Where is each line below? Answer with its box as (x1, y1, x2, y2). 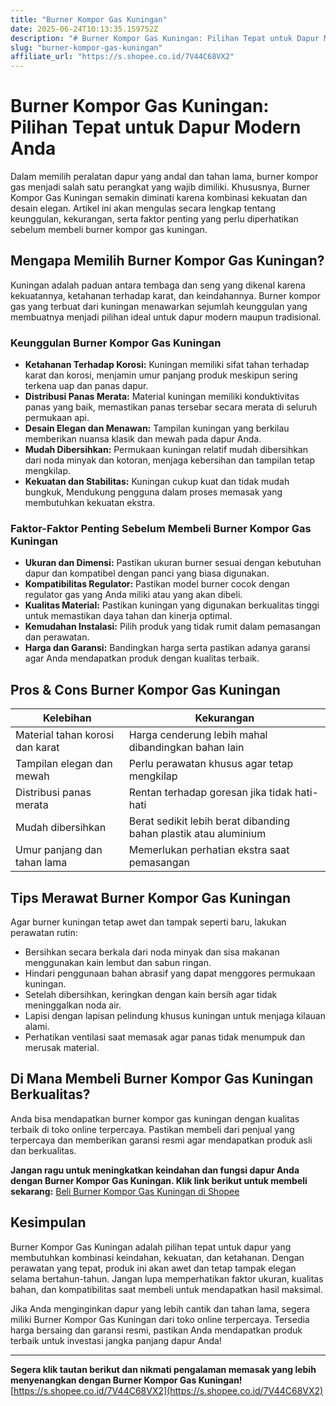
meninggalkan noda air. (24, 999, 122, 1011)
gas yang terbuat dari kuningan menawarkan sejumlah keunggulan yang (10, 300, 308, 312)
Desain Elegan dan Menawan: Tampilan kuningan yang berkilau (24, 422, 290, 435)
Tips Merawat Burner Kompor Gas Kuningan (10, 889, 292, 906)
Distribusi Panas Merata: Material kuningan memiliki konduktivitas (24, 391, 300, 403)
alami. (24, 1021, 50, 1033)
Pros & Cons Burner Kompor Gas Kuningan (10, 681, 281, 698)
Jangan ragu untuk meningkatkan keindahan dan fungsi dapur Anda (10, 1164, 300, 1176)
